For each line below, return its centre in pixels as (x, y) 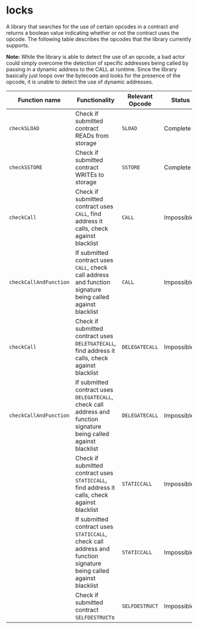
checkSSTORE (26, 167)
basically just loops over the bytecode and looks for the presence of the (93, 75)
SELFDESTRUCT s (95, 617)
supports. (18, 45)
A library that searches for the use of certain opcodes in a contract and (92, 27)
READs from (92, 135)
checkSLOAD (24, 128)
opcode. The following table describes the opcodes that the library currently (99, 39)
